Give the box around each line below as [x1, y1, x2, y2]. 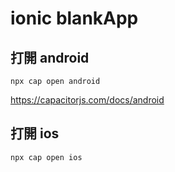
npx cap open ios [10, 152, 83, 162]
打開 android [10, 49, 90, 66]
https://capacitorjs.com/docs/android [10, 94, 165, 106]
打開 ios [10, 125, 60, 142]
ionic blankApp [10, 7, 139, 30]
